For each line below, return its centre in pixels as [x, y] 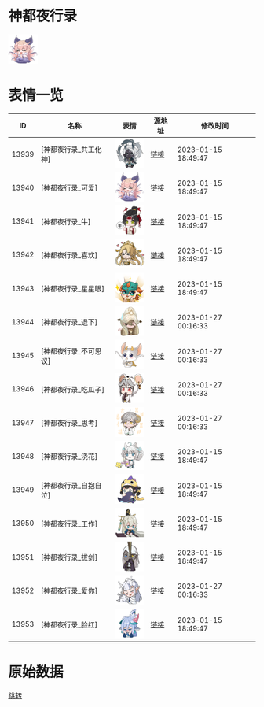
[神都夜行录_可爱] [69, 188]
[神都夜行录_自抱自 [71, 485]
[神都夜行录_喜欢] [69, 255]
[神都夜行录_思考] [69, 423]
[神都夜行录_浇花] [69, 457]
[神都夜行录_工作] [69, 524]
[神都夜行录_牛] [66, 221]
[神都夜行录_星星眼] [72, 289]
